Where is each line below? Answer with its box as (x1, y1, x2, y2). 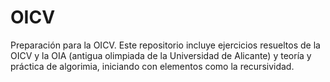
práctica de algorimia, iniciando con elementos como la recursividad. (10, 60, 295, 72)
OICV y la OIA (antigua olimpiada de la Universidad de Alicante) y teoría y (10, 49, 312, 61)
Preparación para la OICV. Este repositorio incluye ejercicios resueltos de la (10, 39, 321, 51)
